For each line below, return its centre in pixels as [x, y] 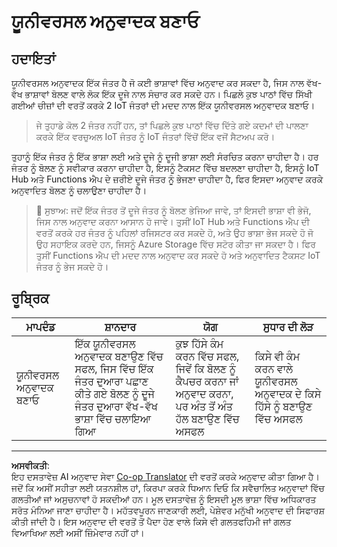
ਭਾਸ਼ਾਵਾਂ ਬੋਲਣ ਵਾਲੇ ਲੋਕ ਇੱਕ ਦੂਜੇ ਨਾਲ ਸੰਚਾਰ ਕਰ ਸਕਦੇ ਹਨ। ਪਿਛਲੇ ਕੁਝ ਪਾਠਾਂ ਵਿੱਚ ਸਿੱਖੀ [168, 94]
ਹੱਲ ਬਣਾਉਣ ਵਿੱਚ [207, 418]
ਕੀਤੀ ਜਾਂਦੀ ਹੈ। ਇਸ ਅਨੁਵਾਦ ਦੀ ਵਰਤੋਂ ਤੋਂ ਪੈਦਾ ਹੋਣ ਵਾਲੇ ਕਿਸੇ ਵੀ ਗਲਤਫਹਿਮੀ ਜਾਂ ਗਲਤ [151, 521]
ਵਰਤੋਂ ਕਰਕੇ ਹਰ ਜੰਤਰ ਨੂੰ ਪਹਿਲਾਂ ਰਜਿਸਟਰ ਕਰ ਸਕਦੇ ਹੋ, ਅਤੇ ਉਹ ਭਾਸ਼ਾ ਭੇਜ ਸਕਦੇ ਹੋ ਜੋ [174, 233]
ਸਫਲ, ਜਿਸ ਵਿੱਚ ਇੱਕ [114, 368]
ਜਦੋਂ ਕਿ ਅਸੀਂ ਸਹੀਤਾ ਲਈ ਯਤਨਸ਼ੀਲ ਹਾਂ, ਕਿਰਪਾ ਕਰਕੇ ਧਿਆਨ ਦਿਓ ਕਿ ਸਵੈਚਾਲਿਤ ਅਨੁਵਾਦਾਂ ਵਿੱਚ [168, 487]
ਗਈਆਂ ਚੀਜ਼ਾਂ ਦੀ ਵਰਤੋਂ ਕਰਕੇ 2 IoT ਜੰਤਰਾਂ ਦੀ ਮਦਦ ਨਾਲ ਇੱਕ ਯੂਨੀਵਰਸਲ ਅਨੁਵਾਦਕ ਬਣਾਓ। [163, 105]
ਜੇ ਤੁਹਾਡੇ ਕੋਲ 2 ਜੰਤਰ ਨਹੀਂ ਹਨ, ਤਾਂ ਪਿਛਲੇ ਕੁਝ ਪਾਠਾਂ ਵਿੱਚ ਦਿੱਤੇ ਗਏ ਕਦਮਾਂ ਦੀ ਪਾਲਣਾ [172, 125]
